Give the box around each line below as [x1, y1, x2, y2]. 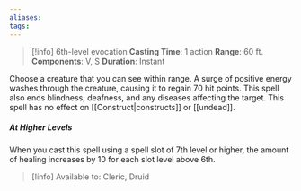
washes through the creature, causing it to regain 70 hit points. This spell [9, 82, 279, 93]
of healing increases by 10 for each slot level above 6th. [9, 154, 216, 165]
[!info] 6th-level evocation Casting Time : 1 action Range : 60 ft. [31, 46, 263, 56]
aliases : [9, 13, 42, 22]
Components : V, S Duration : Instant [31, 56, 165, 66]
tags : [9, 22, 30, 30]
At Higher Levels [9, 122, 73, 133]
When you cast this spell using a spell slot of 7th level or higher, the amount [9, 144, 289, 155]
